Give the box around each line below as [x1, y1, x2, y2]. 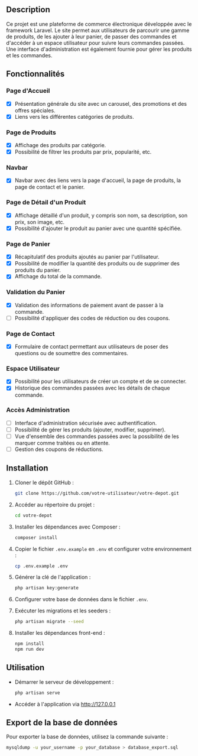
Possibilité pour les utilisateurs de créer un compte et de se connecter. [14, 378, 187, 385]
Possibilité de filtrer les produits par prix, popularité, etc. [14, 148, 152, 155]
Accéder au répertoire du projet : [14, 501, 95, 508]
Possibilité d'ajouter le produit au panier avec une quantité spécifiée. [14, 225, 182, 232]
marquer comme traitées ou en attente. [14, 440, 111, 446]
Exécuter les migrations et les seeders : [14, 607, 111, 614]
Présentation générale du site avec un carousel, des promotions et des [14, 100, 187, 107]
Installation [6, 463, 48, 473]
